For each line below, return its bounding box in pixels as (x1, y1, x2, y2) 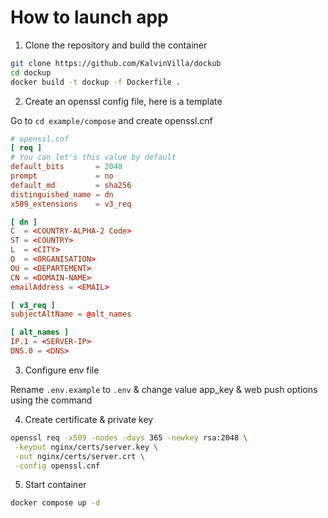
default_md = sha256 (10, 180, 132, 190)
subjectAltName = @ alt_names (10, 309, 132, 320)
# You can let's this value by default (10, 152, 177, 163)
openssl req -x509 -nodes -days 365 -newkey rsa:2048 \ (10, 432, 248, 443)
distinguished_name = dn (10, 189, 114, 200)
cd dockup (10, 67, 52, 78)
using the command (10, 394, 93, 406)
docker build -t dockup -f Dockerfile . (10, 77, 182, 87)
